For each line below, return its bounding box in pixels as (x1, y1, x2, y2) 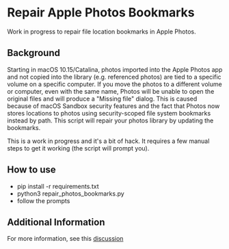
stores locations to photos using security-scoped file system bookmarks (7, 109, 211, 117)
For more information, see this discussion (7, 235, 124, 243)
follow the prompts (16, 196, 70, 205)
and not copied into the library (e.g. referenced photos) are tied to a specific (7, 73, 221, 81)
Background (7, 47, 60, 59)
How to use (7, 164, 56, 176)
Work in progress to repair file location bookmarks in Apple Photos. (7, 27, 196, 36)
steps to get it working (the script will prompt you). (7, 144, 150, 152)
